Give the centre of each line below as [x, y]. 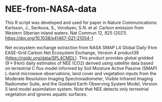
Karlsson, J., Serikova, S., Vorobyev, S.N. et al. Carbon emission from [74, 27]
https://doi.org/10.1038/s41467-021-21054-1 [49, 38]
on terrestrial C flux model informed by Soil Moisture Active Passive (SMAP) [81, 68]
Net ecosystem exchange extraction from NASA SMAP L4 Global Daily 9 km [81, 47]
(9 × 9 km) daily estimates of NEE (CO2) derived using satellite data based [79, 63]
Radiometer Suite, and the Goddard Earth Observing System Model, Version [81, 83]
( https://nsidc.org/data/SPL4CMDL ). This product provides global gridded [79, 58]
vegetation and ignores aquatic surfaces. [46, 94]
